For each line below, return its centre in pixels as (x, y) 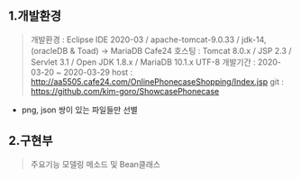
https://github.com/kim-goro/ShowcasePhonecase (125, 91)
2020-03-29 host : (98, 72)
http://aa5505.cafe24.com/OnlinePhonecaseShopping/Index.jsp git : (157, 81)
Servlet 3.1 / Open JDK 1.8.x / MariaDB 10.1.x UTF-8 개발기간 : (143, 62)
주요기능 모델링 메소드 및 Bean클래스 (96, 164)
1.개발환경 (35, 16)
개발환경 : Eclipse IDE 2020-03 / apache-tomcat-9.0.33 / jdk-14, (148, 40)
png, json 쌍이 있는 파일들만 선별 (80, 110)
